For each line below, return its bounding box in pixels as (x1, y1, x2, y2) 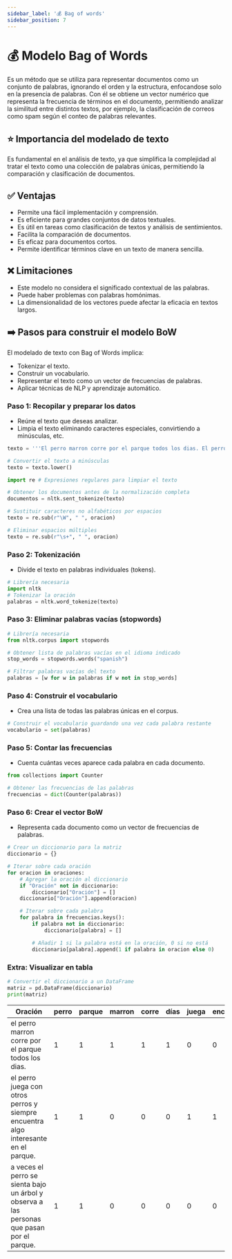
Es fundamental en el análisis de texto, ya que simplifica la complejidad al (7, 155, 216, 164)
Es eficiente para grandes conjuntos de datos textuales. (17, 215, 176, 224)
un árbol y (10, 1188, 43, 1197)
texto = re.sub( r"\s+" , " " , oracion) (7, 533, 119, 540)
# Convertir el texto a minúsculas (7, 457, 110, 464)
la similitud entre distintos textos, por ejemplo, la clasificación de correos (7, 105, 215, 113)
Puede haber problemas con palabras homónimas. (17, 290, 161, 299)
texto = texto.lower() (7, 464, 72, 471)
